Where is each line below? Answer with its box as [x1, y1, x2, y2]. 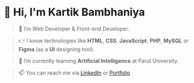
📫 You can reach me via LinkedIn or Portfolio [18, 69, 131, 76]
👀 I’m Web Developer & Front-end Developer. [18, 25, 129, 32]
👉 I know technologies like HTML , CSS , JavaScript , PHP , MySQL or [18, 37, 189, 44]
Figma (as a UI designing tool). [18, 45, 95, 53]
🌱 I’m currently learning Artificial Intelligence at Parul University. [18, 57, 179, 64]
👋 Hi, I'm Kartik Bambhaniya [4, 5, 145, 19]
